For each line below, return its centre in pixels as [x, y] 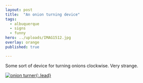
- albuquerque [25, 24]
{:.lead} [43, 75]
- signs [18, 28]
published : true [22, 47]
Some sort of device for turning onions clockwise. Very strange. [72, 65]
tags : [11, 19]
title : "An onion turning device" [43, 14]
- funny [18, 33]
